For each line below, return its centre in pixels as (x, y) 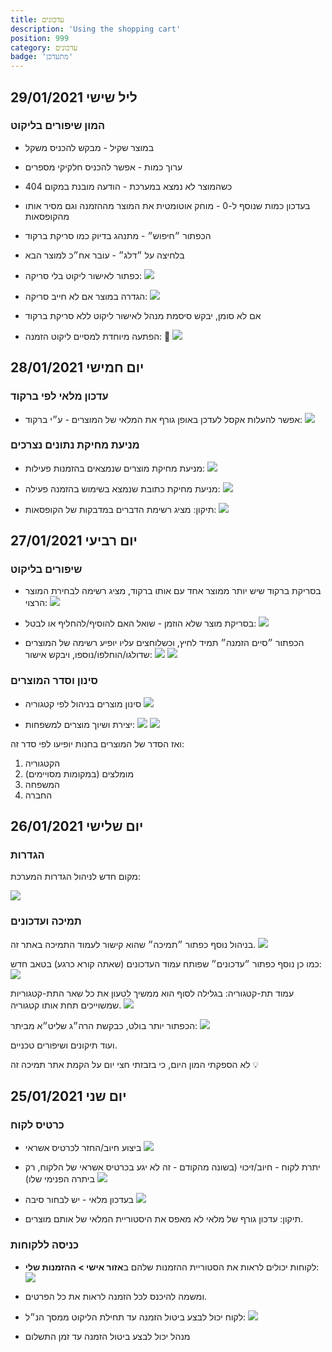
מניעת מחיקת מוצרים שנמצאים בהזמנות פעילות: (115, 468)
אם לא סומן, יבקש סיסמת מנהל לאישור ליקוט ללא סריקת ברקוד (143, 315)
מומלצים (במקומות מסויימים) (79, 773)
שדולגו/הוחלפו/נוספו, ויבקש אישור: (88, 655)
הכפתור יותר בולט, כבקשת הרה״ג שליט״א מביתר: (104, 1025)
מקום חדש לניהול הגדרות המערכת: (75, 877)
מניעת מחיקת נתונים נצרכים (75, 445)
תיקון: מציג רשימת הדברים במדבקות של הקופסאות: (120, 509)
